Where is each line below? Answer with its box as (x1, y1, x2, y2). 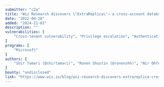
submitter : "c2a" (5, 7, 41, 12)
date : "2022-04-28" (5, 16, 45, 21)
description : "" (5, 25, 38, 30)
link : (5, 74, 16, 79)
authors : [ (5, 57, 27, 61)
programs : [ (5, 43, 29, 48)
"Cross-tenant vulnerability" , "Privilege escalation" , (14, 34, 130, 39)
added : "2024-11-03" (5, 20, 47, 26)
